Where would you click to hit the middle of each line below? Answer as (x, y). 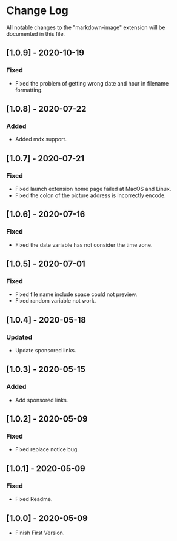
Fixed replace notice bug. (47, 449)
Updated (19, 337)
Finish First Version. (40, 533)
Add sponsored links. (42, 400)
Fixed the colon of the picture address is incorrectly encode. (91, 195)
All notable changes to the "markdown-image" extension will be (86, 27)
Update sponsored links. (46, 351)
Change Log (37, 11)
